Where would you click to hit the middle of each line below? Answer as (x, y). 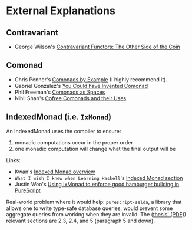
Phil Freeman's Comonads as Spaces (60, 92)
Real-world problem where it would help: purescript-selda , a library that (94, 202)
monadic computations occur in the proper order (74, 142)
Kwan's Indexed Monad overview (55, 172)
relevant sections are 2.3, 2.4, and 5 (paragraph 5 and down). (80, 221)
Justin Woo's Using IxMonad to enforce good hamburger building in (97, 184)
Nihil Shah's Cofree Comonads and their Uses (70, 98)
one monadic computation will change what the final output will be (95, 149)
